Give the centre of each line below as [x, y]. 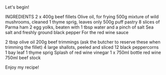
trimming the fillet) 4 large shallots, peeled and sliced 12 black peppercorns [82, 47]
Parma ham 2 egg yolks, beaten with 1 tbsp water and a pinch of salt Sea [79, 27]
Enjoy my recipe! [22, 67]
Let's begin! [17, 7]
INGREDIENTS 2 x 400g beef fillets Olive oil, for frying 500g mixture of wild [82, 17]
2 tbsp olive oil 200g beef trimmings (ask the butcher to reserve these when [83, 42]
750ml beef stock [23, 58]
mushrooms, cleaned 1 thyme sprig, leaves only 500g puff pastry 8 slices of [83, 22]
